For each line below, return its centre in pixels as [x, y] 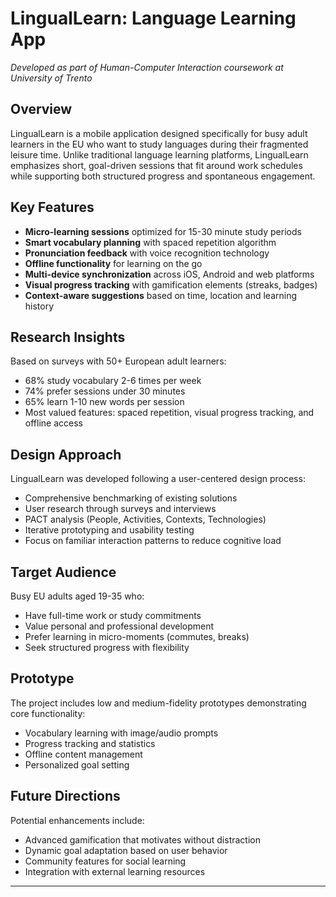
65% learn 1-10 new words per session [104, 402]
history [39, 306]
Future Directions [65, 796]
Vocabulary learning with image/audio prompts [121, 733]
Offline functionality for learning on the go [113, 263]
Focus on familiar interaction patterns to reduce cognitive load [153, 541]
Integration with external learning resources [115, 871]
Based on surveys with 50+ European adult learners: [118, 361]
